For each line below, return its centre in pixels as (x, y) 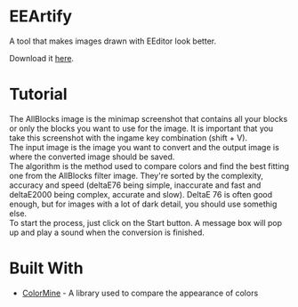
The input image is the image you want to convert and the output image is (145, 147)
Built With (46, 268)
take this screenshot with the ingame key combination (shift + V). (129, 137)
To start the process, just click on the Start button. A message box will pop (146, 222)
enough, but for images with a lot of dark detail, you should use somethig (143, 204)
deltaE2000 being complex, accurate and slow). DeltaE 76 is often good (141, 194)
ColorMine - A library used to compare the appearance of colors (140, 293)
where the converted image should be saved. (92, 157)
